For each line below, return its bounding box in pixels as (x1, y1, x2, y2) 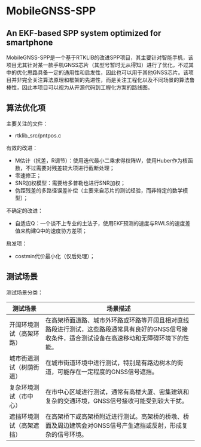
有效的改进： (6, 144, 38, 151)
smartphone (6, 37, 53, 47)
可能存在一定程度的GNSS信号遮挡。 (57, 368, 159, 376)
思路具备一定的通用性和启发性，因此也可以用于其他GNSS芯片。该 (26, 69, 188, 76)
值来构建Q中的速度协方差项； (14, 227, 88, 234)
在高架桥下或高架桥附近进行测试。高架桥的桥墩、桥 (45, 412, 190, 421)
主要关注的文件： (6, 120, 48, 127)
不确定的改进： (6, 207, 43, 214)
